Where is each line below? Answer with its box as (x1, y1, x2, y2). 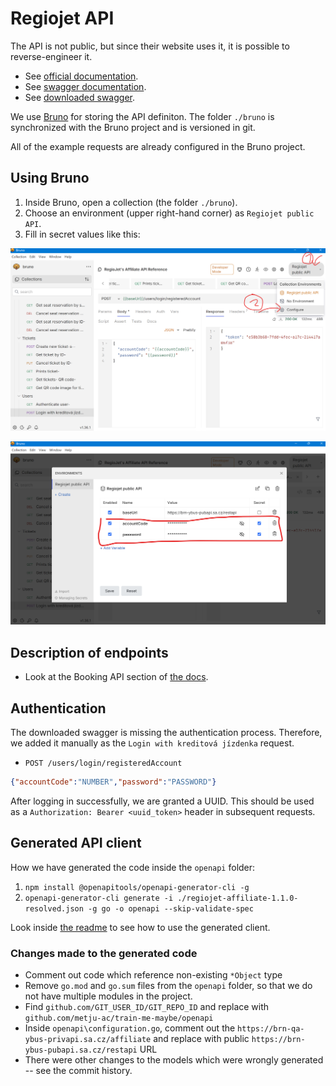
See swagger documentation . (24, 80, 147, 92)
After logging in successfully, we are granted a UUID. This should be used (10, 795, 315, 807)
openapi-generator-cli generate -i (24, 893, 174, 903)
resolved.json (24, 903, 84, 914)
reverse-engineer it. (10, 50, 93, 62)
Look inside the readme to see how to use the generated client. (10, 921, 271, 933)
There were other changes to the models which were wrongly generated (24, 1054, 324, 1066)
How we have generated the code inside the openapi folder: (10, 861, 256, 873)
